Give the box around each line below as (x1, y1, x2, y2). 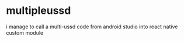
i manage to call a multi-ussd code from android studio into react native (6, 23, 178, 30)
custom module (6, 29, 44, 36)
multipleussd (6, 4, 71, 17)
